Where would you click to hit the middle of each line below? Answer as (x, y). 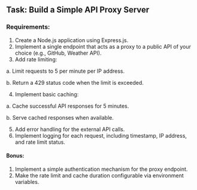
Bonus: (15, 156)
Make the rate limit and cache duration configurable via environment (99, 175)
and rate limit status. (40, 142)
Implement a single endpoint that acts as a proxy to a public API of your (103, 46)
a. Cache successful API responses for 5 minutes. (68, 106)
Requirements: (28, 27)
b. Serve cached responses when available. (60, 117)
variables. (27, 182)
